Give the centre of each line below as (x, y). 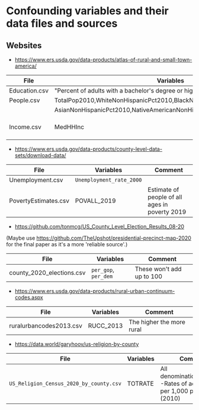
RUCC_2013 (105, 326)
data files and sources (62, 23)
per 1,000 (174, 391)
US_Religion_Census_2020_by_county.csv (65, 384)
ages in (158, 204)
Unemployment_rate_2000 (108, 180)
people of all (165, 197)
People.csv (25, 100)
